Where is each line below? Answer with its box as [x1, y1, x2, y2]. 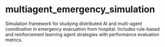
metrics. [5, 37, 23, 43]
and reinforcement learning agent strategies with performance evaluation [5, 31, 159, 37]
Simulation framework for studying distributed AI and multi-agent [5, 20, 142, 27]
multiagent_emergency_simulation [5, 4, 155, 15]
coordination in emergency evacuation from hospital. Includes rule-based [5, 26, 160, 32]
